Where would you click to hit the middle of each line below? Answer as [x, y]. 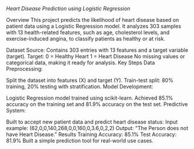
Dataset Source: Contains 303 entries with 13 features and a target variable [97, 50]
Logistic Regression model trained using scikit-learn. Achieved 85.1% [90, 98]
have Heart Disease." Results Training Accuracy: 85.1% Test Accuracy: [91, 134]
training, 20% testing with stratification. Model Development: [80, 87]
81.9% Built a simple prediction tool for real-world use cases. [80, 140]
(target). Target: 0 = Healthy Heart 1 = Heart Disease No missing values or [96, 56]
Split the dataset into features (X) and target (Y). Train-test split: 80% [90, 80]
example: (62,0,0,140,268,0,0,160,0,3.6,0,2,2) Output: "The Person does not [97, 128]
